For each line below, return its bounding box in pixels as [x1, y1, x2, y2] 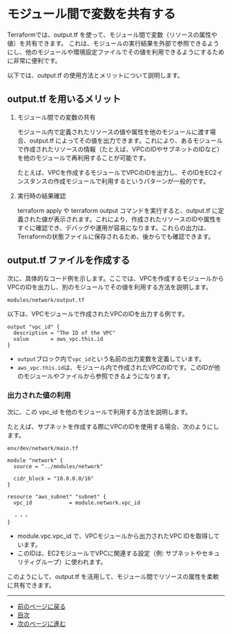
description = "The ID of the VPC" [13, 329, 116, 336]
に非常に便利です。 [7, 56, 61, 64]
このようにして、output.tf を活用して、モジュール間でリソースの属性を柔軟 [7, 572, 220, 581]
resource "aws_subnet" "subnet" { [7, 493, 107, 500]
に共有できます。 [7, 581, 55, 589]
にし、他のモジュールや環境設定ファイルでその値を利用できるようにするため [7, 48, 224, 56]
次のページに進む [17, 619, 66, 628]
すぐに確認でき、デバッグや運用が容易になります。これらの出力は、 [17, 223, 211, 232]
